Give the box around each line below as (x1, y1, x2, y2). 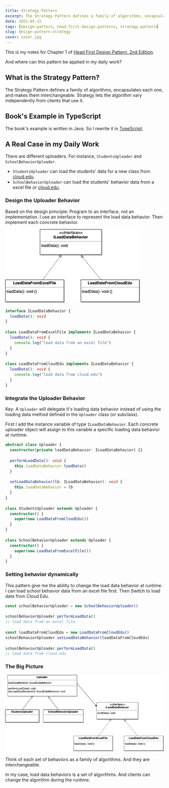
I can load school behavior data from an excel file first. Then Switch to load (5, 588, 161, 594)
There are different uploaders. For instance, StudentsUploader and (5, 153, 142, 160)
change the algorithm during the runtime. (5, 777, 91, 783)
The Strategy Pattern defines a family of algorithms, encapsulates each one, (5, 87, 163, 93)
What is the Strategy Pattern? (5, 73, 100, 82)
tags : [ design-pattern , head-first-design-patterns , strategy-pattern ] (5, 24, 158, 29)
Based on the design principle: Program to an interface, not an (5, 208, 134, 214)
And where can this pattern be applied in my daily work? (5, 59, 122, 65)
